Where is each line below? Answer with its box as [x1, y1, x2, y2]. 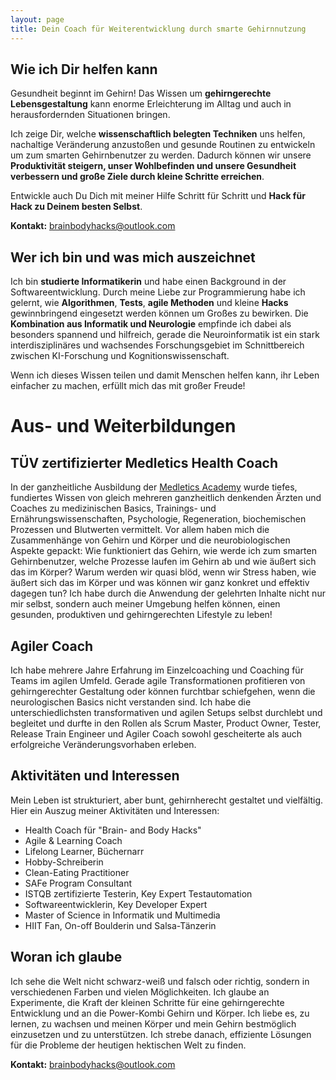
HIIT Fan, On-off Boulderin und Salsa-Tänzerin [24, 919, 217, 931]
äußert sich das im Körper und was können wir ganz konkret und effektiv [10, 577, 310, 589]
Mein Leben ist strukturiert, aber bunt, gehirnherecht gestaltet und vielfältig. [10, 794, 324, 806]
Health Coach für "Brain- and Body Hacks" [24, 824, 202, 836]
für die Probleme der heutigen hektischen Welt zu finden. [10, 1039, 247, 1051]
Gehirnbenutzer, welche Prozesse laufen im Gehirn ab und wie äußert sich [10, 556, 317, 568]
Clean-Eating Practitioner [24, 866, 130, 878]
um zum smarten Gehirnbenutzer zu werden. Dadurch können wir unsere [10, 149, 312, 161]
